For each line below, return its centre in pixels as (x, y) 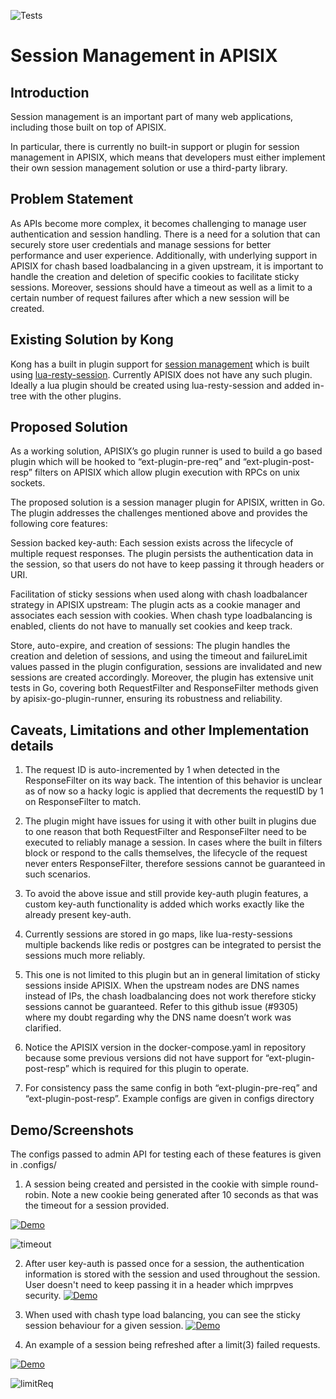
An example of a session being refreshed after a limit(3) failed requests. (172, 1345)
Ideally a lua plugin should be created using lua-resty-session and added (160, 385)
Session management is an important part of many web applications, (152, 116)
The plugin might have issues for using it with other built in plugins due (170, 821)
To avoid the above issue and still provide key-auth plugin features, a (166, 894)
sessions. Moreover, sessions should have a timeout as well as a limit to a (161, 287)
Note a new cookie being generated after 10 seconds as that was (185, 1195)
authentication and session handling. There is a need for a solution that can (165, 234)
